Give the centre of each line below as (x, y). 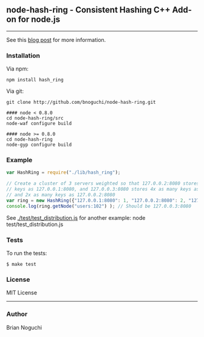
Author (17, 314)
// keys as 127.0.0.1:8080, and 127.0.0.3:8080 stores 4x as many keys (99, 189)
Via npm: (17, 69)
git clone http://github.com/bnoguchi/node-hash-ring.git (81, 103)
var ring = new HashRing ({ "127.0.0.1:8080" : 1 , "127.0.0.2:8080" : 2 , (96, 200)
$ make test (21, 264)
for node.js (39, 20)
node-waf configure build (39, 124)
